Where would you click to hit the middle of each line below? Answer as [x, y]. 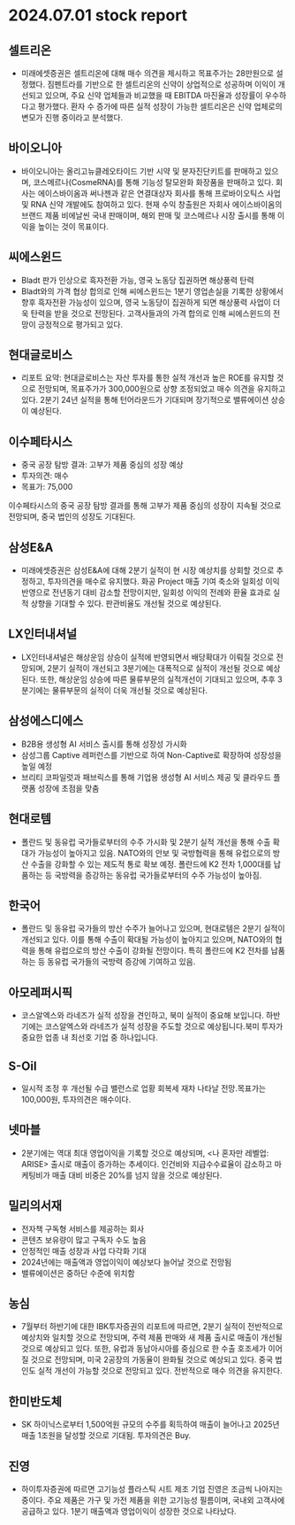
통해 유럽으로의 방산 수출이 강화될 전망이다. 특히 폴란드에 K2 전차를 [153, 951]
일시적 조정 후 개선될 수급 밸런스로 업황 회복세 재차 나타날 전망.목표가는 [144, 1088]
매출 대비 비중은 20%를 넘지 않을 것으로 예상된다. [137, 1175]
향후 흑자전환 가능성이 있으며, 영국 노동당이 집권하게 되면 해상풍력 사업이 [146, 302]
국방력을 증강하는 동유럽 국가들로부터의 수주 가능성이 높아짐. [158, 875]
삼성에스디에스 [46, 721]
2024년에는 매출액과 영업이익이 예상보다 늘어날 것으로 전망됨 [126, 1262]
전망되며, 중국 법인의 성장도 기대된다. [72, 517]
